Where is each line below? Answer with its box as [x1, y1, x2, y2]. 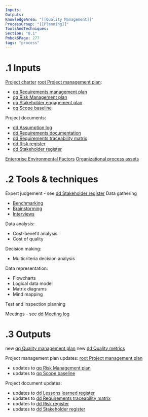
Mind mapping [12, 291, 43, 297]
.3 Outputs [5, 328, 51, 340]
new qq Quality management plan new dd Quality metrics [5, 345, 125, 351]
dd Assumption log [12, 124, 52, 131]
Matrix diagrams [12, 285, 47, 291]
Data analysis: [5, 221, 34, 227]
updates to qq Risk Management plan [12, 365, 91, 371]
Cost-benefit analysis [12, 230, 58, 236]
